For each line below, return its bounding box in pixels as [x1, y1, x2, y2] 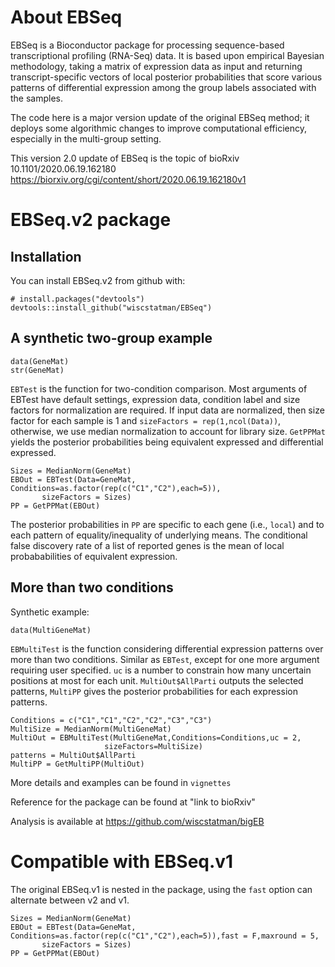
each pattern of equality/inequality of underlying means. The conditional [10, 529, 308, 541]
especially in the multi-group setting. [10, 132, 162, 145]
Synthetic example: [10, 606, 90, 618]
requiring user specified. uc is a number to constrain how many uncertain [10, 664, 312, 676]
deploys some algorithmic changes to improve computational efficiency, [10, 122, 308, 134]
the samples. [10, 92, 64, 104]
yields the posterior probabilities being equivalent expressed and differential [10, 436, 324, 448]
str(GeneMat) [10, 365, 65, 375]
